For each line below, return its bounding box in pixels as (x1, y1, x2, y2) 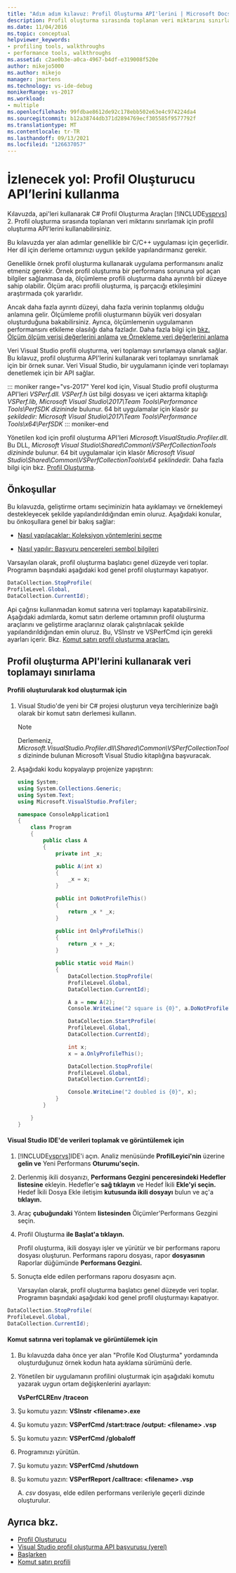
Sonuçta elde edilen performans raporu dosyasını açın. (17, 1272, 177, 1280)
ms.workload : (7, 96, 46, 103)
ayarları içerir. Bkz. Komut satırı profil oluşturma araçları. (7, 635, 170, 644)
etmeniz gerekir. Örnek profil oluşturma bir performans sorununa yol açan (7, 267, 221, 275)
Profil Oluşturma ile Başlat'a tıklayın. (17, 1230, 125, 1238)
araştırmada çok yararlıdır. (7, 289, 83, 298)
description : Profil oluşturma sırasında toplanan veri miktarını (7, 17, 206, 24)
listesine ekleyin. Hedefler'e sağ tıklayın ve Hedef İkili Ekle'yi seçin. (17, 1180, 216, 1189)
